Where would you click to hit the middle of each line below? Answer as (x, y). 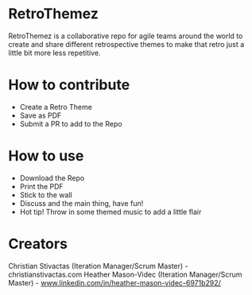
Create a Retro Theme (56, 107)
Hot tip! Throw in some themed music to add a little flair (110, 212)
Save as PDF (41, 115)
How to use (46, 156)
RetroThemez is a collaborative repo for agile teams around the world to (126, 36)
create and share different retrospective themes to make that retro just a (126, 44)
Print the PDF (41, 186)
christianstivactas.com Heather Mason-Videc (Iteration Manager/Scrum (125, 274)
